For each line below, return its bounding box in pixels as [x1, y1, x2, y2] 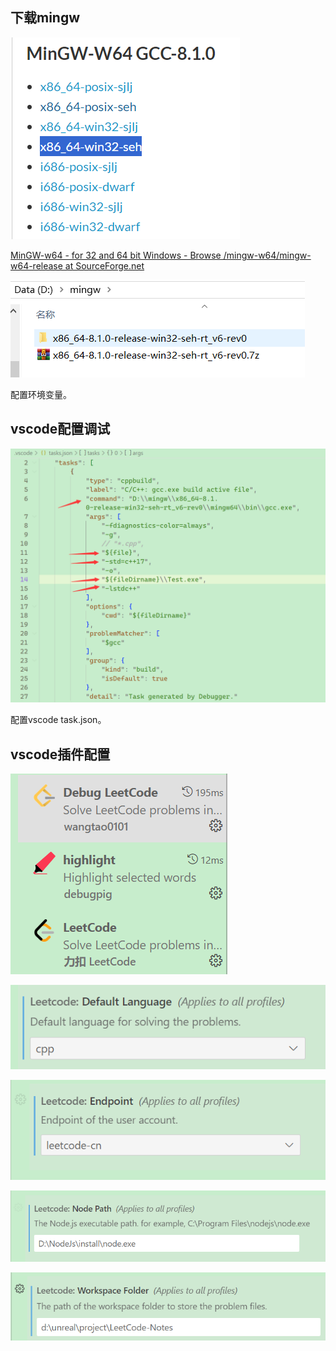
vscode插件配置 [10, 746, 111, 763]
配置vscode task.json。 [10, 714, 107, 726]
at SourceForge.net [64, 259, 145, 272]
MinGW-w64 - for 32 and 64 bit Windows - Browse [10, 249, 222, 261]
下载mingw [10, 9, 81, 27]
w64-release [10, 259, 63, 272]
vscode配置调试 [10, 421, 111, 438]
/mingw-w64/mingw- [223, 249, 312, 261]
